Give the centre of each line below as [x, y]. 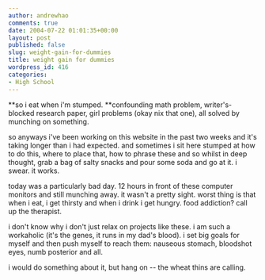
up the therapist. [35, 211]
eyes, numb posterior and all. [56, 251]
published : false [37, 45]
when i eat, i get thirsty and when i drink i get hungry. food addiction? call [128, 202]
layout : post [30, 38]
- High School [32, 82]
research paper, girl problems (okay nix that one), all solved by [138, 113]
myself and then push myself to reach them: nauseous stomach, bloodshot [130, 244]
